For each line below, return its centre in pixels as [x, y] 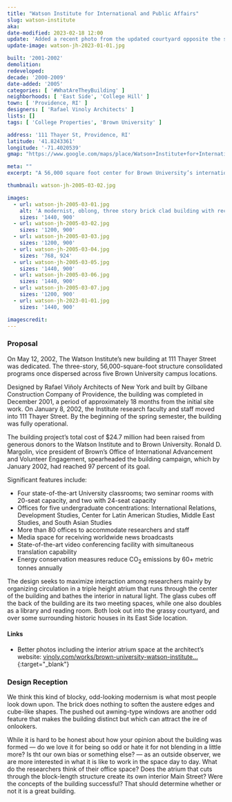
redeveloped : [26, 71]
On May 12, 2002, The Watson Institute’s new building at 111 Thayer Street [112, 359]
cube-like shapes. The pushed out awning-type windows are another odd [112, 712]
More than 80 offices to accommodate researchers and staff [103, 530]
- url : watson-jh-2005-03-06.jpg [61, 275]
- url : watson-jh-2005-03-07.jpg [61, 288]
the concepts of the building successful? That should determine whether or [115, 783]
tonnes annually [40, 568]
